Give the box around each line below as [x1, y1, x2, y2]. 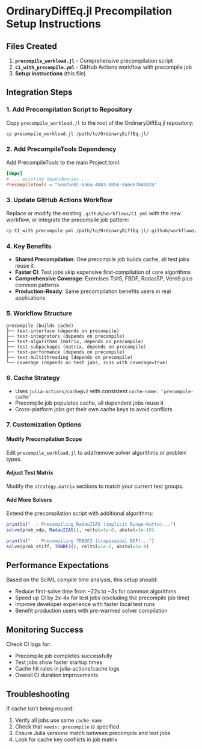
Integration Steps [6, 87, 73, 98]
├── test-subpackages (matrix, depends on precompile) [6, 344, 147, 350]
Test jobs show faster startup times [14, 659, 103, 666]
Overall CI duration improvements [14, 671, 99, 679]
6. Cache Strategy [6, 374, 60, 382]
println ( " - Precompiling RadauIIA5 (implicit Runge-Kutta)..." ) [6, 522, 176, 528]
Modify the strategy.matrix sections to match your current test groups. [6, 482, 184, 490]
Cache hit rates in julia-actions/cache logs [14, 665, 120, 672]
